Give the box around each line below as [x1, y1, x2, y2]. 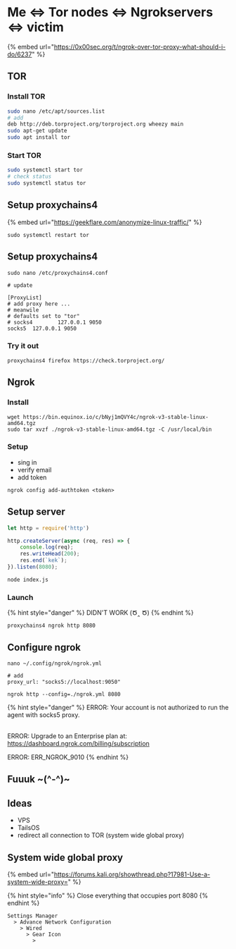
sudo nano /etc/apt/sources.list [7, 107, 105, 115]
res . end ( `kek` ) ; [20, 557, 68, 564]
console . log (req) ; [20, 544, 74, 551]
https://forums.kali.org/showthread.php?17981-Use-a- [53, 870, 211, 878]
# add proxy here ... [7, 300, 71, 307]
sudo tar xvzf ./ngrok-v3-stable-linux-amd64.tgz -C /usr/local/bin [7, 426, 212, 433]
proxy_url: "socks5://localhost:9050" [7, 678, 121, 685]
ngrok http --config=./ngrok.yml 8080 [7, 691, 121, 698]
